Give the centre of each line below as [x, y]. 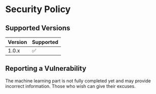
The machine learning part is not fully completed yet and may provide [78, 81]
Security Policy [38, 9]
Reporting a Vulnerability [46, 68]
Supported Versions [38, 28]
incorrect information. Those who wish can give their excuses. [70, 86]
